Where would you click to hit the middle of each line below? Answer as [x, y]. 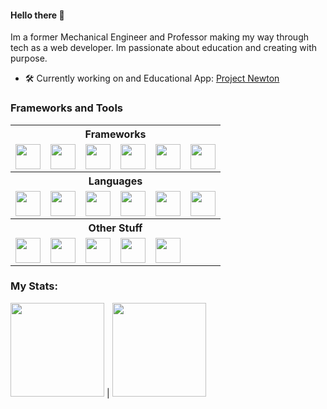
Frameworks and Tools [66, 108]
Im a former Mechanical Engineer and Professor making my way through [159, 37]
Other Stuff [115, 228]
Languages [115, 181]
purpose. [29, 58]
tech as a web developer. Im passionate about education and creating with [164, 48]
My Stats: [34, 286]
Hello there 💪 [37, 15]
